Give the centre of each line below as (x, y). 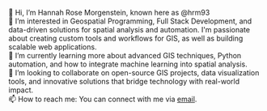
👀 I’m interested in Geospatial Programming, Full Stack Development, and (130, 21)
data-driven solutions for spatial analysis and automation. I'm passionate (129, 30)
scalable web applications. (53, 47)
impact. (21, 90)
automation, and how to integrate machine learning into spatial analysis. (128, 64)
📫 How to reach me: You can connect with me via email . (103, 99)
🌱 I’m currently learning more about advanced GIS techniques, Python (125, 55)
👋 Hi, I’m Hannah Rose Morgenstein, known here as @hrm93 (109, 13)
